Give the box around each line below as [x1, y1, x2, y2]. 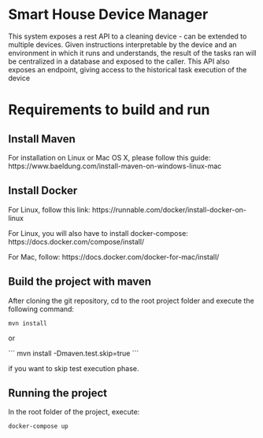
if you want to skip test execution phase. [8, 363, 139, 373]
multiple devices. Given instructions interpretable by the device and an [8, 39, 238, 49]
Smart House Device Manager [8, 6, 209, 24]
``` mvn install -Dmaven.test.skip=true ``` [8, 348, 139, 358]
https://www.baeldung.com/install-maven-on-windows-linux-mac [8, 161, 222, 171]
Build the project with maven [8, 275, 152, 289]
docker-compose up [8, 422, 69, 430]
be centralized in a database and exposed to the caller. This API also [8, 57, 230, 66]
